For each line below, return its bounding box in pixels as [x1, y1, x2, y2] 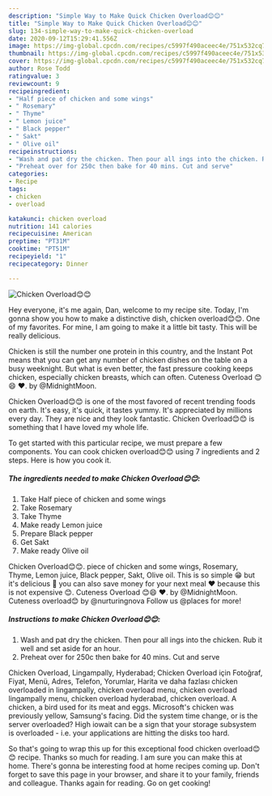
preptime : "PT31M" [8, 237, 70, 245]
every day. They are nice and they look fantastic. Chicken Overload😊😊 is [8, 414, 255, 424]
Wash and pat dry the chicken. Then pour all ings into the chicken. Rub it [19, 635, 263, 645]
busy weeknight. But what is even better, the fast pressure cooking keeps [8, 364, 253, 373]
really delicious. [8, 330, 61, 340]
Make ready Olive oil [19, 546, 89, 555]
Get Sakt [19, 537, 50, 547]
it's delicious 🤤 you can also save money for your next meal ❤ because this [8, 578, 261, 588]
